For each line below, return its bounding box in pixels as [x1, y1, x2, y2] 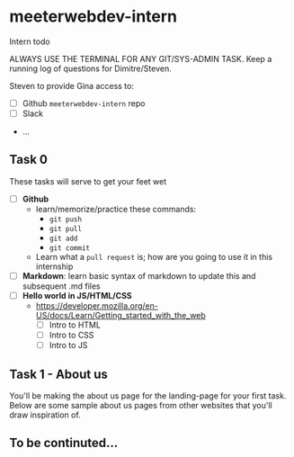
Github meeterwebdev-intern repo [22, 97, 146, 109]
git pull [49, 224, 83, 233]
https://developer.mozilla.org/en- [35, 300, 159, 311]
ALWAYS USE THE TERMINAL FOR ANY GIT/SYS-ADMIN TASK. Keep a [9, 53, 272, 64]
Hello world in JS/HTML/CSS [22, 291, 132, 300]
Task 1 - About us [9, 366, 108, 381]
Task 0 [9, 152, 48, 167]
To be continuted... [9, 435, 119, 451]
